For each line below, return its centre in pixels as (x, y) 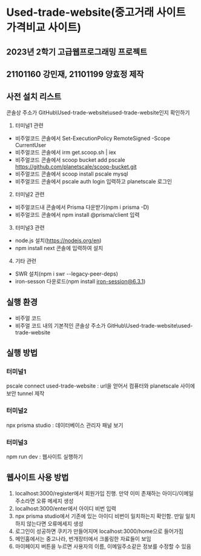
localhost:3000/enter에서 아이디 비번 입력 (65, 508)
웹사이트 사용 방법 (38, 478)
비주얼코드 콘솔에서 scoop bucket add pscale (70, 160)
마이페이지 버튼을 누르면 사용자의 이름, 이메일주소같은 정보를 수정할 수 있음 (103, 546)
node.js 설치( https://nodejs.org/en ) (58, 240)
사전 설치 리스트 (34, 97)
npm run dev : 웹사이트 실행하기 (45, 456)
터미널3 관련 (30, 227)
